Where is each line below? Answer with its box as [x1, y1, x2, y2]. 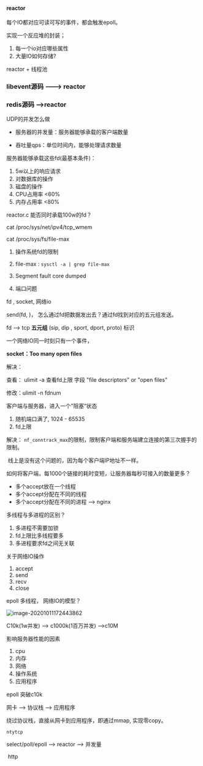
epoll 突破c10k [6, 691, 43, 698]
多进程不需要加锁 [15, 524, 59, 532]
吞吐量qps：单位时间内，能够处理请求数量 [15, 141, 122, 149]
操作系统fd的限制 [15, 248, 59, 255]
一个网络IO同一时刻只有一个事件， [6, 337, 93, 344]
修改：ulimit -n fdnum [6, 389, 61, 397]
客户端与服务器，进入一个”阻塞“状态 [6, 402, 98, 410]
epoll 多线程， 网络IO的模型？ [6, 597, 82, 605]
